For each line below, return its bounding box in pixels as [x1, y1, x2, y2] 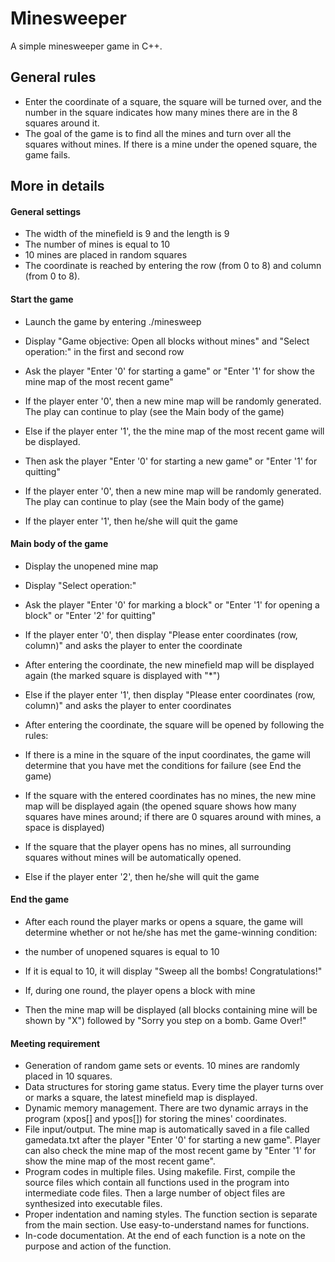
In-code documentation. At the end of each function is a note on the [24, 1230, 306, 1242]
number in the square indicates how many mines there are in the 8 [24, 106, 298, 118]
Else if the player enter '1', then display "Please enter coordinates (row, [24, 688, 316, 701]
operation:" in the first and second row [24, 345, 185, 357]
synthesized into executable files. [24, 1198, 163, 1210]
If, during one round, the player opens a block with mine [24, 984, 256, 996]
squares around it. [24, 117, 100, 129]
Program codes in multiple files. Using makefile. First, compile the [24, 1166, 296, 1178]
